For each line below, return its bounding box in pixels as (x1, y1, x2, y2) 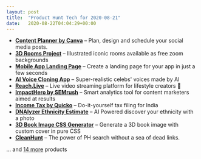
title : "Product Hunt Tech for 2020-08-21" (6, 15, 121, 21)
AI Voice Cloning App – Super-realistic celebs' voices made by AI (15, 76, 180, 83)
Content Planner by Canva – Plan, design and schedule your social (15, 37, 183, 44)
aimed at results (15, 95, 56, 102)
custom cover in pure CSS (15, 127, 81, 135)
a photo (15, 115, 35, 122)
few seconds (15, 69, 48, 77)
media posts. (15, 43, 48, 51)
